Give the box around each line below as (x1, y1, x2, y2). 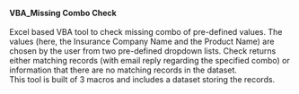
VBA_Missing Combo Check (9, 8, 117, 18)
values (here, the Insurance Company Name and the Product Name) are (9, 36, 275, 47)
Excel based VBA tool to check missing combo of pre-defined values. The (9, 27, 283, 37)
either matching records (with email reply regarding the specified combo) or (9, 56, 290, 65)
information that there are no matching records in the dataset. (9, 64, 238, 75)
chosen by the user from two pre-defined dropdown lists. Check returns (9, 46, 277, 56)
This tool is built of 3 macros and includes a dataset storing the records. (9, 74, 276, 84)
